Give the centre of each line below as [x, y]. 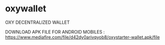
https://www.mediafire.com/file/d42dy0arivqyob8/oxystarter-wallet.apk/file [82, 37]
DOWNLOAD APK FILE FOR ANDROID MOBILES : [55, 32]
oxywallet [26, 9]
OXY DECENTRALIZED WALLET [38, 22]
